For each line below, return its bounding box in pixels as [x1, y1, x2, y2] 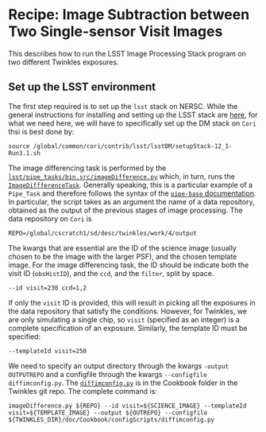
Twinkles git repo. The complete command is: [8, 386, 157, 395]
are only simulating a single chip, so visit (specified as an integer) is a [8, 314, 240, 324]
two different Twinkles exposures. [8, 57, 119, 67]
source [8, 142, 30, 150]
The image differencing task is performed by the [8, 163, 167, 173]
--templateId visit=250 [8, 347, 87, 355]
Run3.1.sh [8, 149, 41, 157]
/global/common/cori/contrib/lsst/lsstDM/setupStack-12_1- [33, 142, 233, 150]
